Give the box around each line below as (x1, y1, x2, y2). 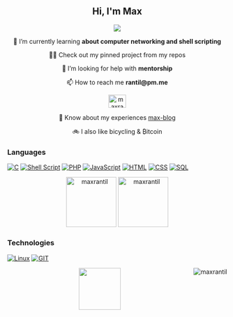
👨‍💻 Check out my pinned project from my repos (48, 50, 186, 59)
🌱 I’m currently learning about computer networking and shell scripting (13, 37, 222, 45)
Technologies (7, 238, 54, 248)
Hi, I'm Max (92, 6, 142, 17)
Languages (7, 147, 47, 157)
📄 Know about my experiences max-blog (59, 113, 176, 121)
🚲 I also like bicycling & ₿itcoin (72, 127, 163, 135)
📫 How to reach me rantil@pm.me (66, 78, 169, 86)
